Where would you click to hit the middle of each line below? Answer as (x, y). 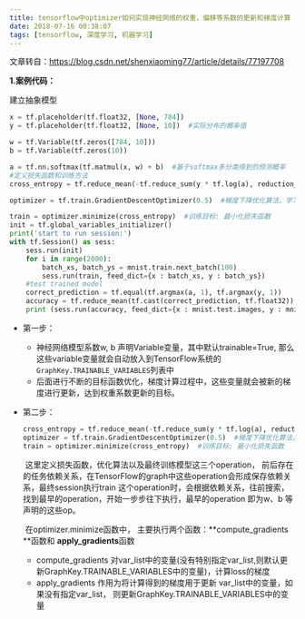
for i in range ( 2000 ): (69, 259)
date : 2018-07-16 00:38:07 (60, 26)
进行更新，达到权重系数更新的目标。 (112, 392)
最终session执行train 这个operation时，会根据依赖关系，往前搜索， (164, 487)
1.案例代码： (33, 81)
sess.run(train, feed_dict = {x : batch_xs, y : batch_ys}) (154, 276)
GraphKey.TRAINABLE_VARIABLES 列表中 (105, 369)
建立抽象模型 (33, 100)
